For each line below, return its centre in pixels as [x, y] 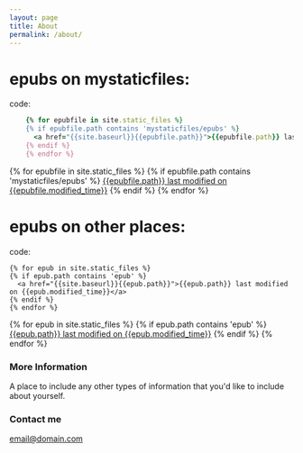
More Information [48, 367]
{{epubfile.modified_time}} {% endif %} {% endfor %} [109, 190]
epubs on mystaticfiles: [100, 79]
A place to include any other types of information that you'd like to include [147, 386]
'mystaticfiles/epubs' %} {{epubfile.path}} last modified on [118, 180]
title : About [34, 26]
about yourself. [37, 395]
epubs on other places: [98, 226]
